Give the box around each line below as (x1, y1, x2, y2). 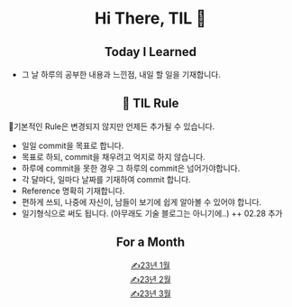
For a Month (115, 235, 186, 250)
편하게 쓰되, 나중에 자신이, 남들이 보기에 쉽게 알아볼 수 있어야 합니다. (21, 196, 262, 207)
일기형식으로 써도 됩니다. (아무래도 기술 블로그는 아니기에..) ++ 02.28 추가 (21, 208, 283, 219)
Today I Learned (104, 44, 197, 60)
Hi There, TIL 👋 (95, 8, 206, 29)
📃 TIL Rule (122, 96, 179, 111)
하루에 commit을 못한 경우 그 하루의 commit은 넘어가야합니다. (21, 163, 241, 173)
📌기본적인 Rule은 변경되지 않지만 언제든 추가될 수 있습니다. (8, 121, 215, 132)
